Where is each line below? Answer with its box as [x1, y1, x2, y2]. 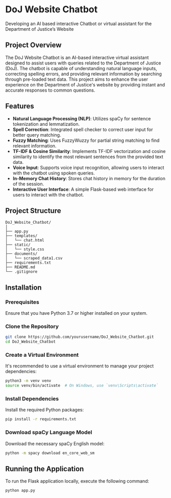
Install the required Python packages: [5, 407, 84, 413]
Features [5, 102, 34, 111]
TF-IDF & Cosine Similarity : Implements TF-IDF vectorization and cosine [12, 148, 166, 154]
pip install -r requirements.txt [5, 417, 77, 422]
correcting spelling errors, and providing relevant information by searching [5, 71, 162, 77]
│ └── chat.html [5, 238, 44, 243]
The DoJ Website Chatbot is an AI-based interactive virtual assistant [5, 54, 149, 60]
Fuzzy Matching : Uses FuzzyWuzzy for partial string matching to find [12, 137, 160, 143]
